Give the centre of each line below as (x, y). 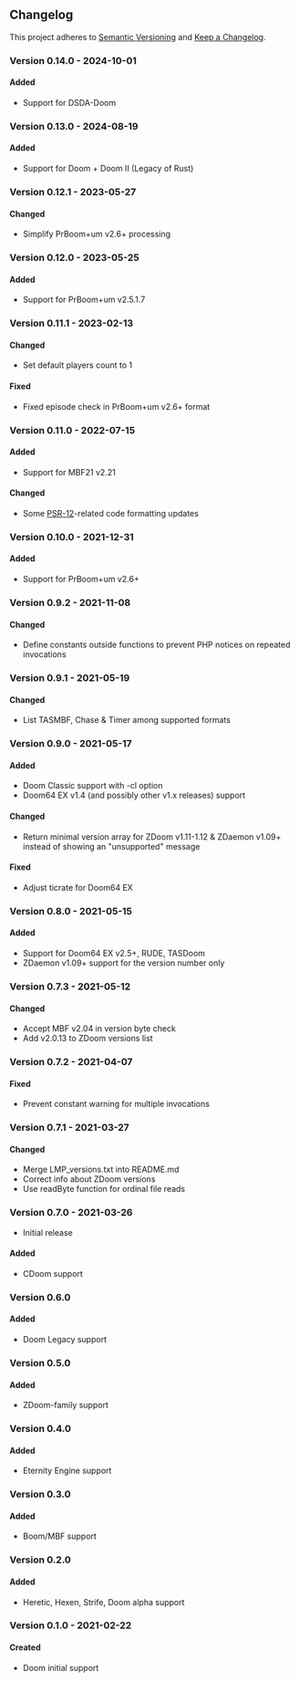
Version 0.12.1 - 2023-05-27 (73, 192)
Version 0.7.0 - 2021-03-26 (71, 1213)
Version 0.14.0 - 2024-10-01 (73, 60)
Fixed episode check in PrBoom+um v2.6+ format (116, 406)
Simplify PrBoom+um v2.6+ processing (97, 234)
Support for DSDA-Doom (69, 102)
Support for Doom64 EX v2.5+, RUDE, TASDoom (114, 953)
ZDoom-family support (66, 1405)
